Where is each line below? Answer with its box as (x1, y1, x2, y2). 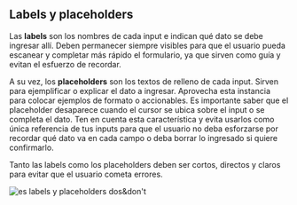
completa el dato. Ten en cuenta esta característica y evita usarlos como (9, 114, 275, 124)
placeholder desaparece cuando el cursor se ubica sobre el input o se (9, 104, 265, 114)
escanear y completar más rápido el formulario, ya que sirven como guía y (9, 49, 281, 60)
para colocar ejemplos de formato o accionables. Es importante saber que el (9, 95, 289, 106)
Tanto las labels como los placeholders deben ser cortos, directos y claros (9, 159, 281, 170)
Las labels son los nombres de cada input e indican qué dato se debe (9, 30, 264, 41)
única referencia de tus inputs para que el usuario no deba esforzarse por (9, 123, 279, 134)
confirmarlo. (9, 142, 55, 153)
